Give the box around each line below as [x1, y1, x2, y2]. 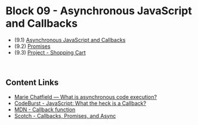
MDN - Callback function [14, 105, 76, 113]
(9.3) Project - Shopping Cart [14, 49, 86, 56]
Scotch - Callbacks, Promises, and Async [14, 112, 116, 119]
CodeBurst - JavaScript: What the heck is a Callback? [14, 100, 147, 107]
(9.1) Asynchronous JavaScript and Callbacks [14, 36, 126, 43]
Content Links [5, 78, 59, 88]
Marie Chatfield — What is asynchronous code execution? [14, 93, 157, 100]
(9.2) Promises [14, 43, 51, 50]
